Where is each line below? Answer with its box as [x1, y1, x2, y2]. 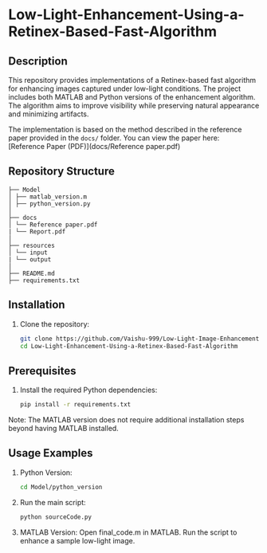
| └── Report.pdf [8, 227, 66, 236]
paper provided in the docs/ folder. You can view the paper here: [8, 133, 220, 143]
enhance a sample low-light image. [19, 535, 135, 545]
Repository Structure [8, 165, 116, 178]
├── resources [8, 241, 56, 249]
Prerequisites [8, 364, 77, 378]
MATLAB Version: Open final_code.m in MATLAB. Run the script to [19, 528, 238, 537]
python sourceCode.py [19, 512, 92, 521]
